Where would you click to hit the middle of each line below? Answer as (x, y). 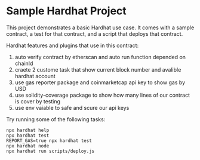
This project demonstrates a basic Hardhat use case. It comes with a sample (100, 27)
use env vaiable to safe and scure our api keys (72, 107)
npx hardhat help (28, 130)
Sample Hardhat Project (66, 11)
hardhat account (35, 76)
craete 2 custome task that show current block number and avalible (98, 69)
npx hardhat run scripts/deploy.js (50, 151)
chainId (24, 63)
